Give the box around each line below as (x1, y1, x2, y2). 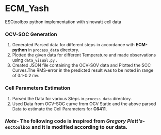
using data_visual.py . (12, 57, 57, 63)
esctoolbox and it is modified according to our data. (5, 124, 128, 131)
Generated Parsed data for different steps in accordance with (12, 42, 135, 48)
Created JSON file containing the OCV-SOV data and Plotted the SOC (12, 62, 151, 68)
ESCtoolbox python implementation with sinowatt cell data (5, 19, 121, 25)
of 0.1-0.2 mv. (12, 73, 40, 79)
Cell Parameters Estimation (5, 85, 70, 92)
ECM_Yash (5, 3, 49, 14)
